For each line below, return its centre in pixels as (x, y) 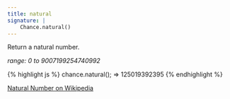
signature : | (27, 21)
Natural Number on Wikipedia (51, 88)
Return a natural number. (44, 47)
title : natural (30, 14)
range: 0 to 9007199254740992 (54, 61)
